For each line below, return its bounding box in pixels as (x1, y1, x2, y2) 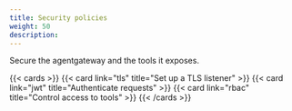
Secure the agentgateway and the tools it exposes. (9, 55, 200, 66)
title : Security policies (9, 13, 107, 23)
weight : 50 (9, 22, 51, 31)
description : (9, 30, 59, 39)
